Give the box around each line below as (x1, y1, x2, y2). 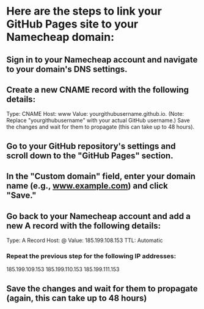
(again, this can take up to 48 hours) (6, 293, 147, 303)
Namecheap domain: (6, 30, 115, 44)
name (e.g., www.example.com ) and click (6, 181, 168, 191)
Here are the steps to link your (6, 4, 162, 18)
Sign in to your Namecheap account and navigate (6, 54, 198, 65)
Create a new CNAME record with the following (6, 84, 189, 95)
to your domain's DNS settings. (6, 64, 128, 74)
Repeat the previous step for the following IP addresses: (6, 252, 177, 260)
